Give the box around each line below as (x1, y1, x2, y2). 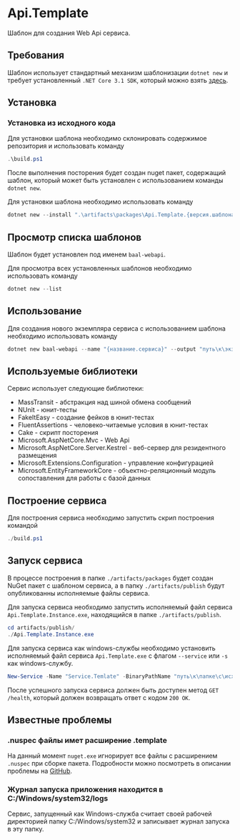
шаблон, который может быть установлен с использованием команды (7, 176, 224, 185)
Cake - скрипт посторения (17, 429, 99, 437)
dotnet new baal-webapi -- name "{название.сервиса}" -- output (7, 345, 196, 353)
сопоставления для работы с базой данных (17, 474, 151, 483)
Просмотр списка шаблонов (7, 231, 141, 244)
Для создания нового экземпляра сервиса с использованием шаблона (7, 324, 226, 333)
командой (7, 521, 38, 530)
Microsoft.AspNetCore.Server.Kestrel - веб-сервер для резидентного (17, 444, 226, 452)
